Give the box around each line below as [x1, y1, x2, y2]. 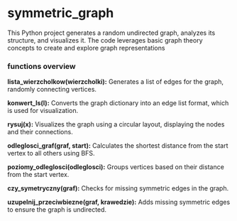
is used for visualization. [7, 107, 79, 115]
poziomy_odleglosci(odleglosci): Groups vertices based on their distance [7, 163, 225, 171]
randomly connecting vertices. [7, 85, 97, 94]
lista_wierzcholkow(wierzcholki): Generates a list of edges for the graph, [7, 77, 224, 86]
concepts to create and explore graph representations [7, 43, 165, 52]
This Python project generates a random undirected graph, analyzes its [7, 28, 216, 37]
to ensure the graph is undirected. [7, 205, 107, 214]
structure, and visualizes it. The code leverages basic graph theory [7, 36, 204, 44]
